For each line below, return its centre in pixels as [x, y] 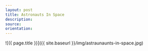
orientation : [19, 29]
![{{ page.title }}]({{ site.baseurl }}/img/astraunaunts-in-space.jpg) [74, 43]
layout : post [19, 10]
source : [13, 24]
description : [19, 19]
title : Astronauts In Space [35, 15]
